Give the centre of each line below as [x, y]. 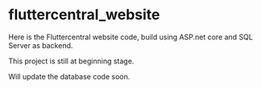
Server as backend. [41, 45]
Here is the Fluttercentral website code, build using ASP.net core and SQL [131, 37]
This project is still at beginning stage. [71, 61]
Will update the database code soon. [69, 76]
